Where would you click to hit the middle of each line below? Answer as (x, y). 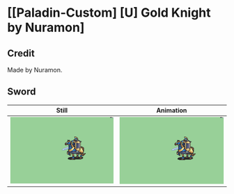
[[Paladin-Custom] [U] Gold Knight (109, 13)
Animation (172, 111)
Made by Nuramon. (35, 70)
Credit (21, 53)
